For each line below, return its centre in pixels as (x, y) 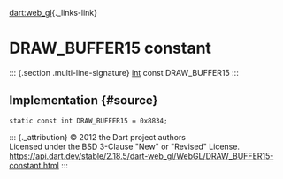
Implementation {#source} (84, 101)
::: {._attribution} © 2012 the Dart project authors (97, 137)
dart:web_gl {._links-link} (53, 13)
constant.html (34, 165)
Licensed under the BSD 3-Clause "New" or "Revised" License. (125, 146)
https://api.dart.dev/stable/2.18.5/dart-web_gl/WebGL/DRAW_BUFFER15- (141, 156)
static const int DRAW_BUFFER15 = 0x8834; (88, 121)
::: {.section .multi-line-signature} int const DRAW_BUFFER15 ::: (124, 72)
